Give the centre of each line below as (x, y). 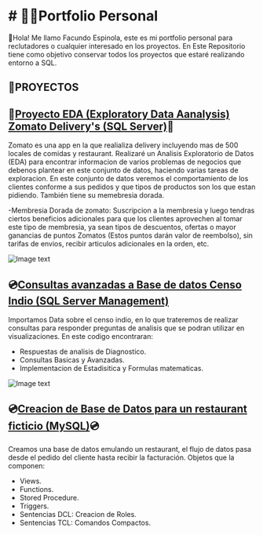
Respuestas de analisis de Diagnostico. (83, 351)
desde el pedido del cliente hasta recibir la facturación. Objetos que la (121, 457)
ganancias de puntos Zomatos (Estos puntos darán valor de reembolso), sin (131, 235)
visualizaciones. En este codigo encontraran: (80, 336)
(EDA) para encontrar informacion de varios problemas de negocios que (125, 162)
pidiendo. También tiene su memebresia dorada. (86, 195)
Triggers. (34, 506)
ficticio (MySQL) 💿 (54, 426)
